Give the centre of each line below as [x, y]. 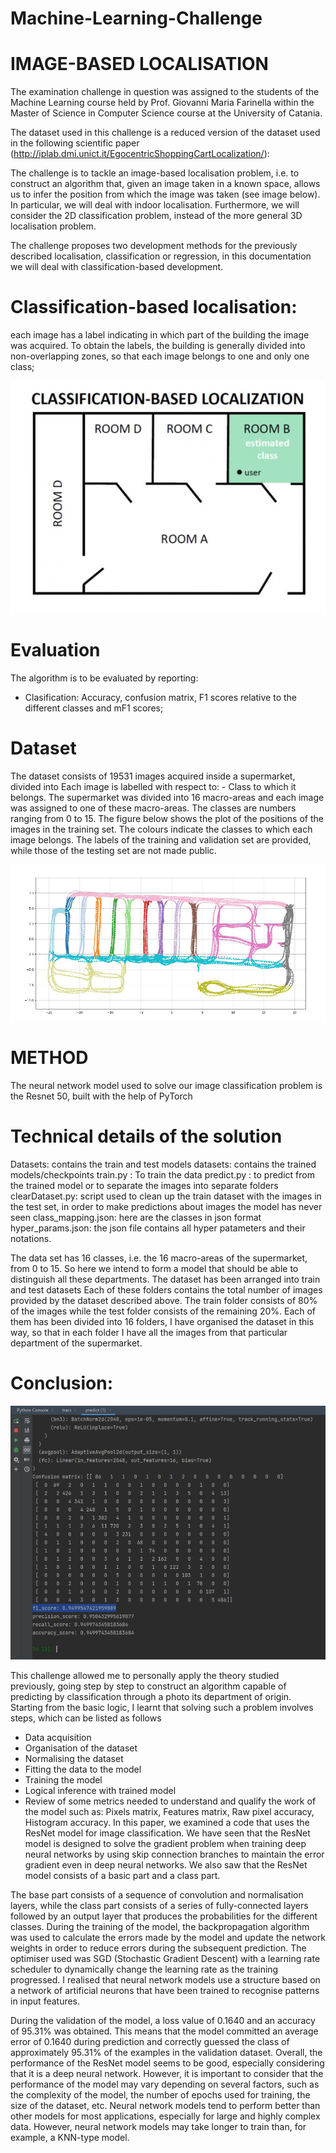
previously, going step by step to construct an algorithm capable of [148, 1686]
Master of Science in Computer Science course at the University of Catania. [166, 113]
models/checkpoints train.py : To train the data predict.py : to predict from [162, 1175]
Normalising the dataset [74, 1758]
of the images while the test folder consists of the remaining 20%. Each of [163, 1311]
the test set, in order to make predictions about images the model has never [166, 1207]
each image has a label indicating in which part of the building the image [160, 335]
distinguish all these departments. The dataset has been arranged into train [165, 1279]
